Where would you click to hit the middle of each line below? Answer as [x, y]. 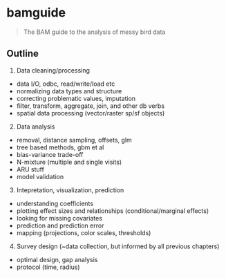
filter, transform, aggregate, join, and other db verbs [91, 106]
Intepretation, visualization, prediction [70, 190]
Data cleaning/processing [53, 70]
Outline [22, 54]
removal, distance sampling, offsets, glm [74, 140]
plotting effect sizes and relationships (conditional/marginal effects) [113, 211]
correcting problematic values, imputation [76, 98]
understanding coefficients [55, 203]
